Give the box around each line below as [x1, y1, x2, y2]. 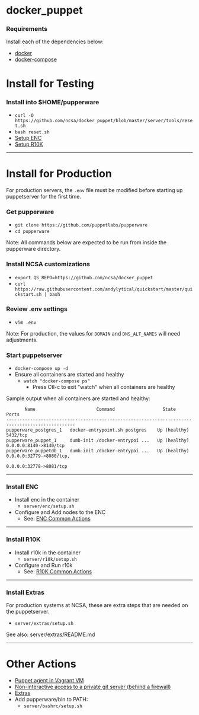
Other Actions [6, 657, 76, 671]
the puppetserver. [6, 608, 50, 615]
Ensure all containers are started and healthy [14, 371, 124, 378]
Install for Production [6, 167, 113, 181]
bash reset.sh [14, 129, 50, 135]
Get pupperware [6, 208, 54, 216]
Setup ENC [14, 134, 42, 141]
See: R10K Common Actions [23, 567, 92, 575]
